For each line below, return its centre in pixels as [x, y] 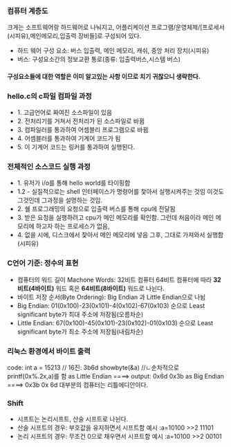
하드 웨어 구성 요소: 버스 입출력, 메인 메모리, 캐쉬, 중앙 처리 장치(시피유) [113, 51]
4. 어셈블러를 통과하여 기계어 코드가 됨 [69, 138]
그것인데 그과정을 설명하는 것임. [59, 200]
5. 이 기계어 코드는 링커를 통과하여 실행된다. [76, 147]
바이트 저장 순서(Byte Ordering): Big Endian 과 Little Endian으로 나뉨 [111, 297]
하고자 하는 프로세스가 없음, [73, 226]
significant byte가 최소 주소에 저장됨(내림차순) [80, 331]
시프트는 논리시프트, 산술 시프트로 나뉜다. [73, 419]
